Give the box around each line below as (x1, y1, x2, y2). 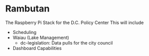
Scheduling (12, 29, 37, 35)
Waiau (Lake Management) (12, 34, 70, 40)
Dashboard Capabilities (12, 45, 62, 51)
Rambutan (5, 3, 50, 14)
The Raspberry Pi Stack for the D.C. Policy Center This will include (5, 19, 144, 25)
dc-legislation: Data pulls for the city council (20, 39, 113, 45)
